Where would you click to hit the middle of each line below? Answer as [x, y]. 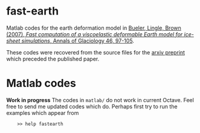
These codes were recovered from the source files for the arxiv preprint [96, 52]
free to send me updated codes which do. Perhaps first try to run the [92, 106]
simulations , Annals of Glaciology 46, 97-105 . [78, 41]
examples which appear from [43, 112]
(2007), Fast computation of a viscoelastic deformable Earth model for [95, 34]
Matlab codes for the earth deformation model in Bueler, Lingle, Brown [94, 28]
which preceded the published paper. [53, 59]
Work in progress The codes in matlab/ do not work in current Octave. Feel [100, 100]
